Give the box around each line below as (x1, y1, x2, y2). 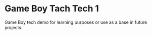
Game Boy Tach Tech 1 (4, 3, 100, 14)
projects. (4, 24, 23, 30)
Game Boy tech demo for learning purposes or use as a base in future (4, 19, 147, 25)
